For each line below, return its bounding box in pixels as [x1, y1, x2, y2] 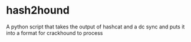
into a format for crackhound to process [6, 29, 103, 36]
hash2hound [6, 4, 70, 17]
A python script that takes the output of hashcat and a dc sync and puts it [6, 23, 185, 30]
